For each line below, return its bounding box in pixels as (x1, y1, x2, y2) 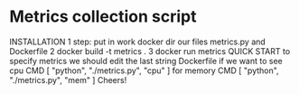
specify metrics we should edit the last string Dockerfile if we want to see (9, 55, 283, 66)
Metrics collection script (9, 6, 197, 27)
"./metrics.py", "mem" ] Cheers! (9, 74, 127, 85)
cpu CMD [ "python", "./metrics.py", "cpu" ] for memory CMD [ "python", (9, 65, 279, 76)
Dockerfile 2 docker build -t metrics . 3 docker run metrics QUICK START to (9, 45, 291, 56)
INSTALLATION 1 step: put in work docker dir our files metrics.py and (9, 36, 266, 47)
